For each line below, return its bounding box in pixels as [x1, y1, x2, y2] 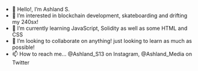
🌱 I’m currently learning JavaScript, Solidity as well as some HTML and [11, 24, 188, 32]
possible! [11, 44, 35, 51]
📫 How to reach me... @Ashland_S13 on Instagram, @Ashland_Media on [11, 51, 193, 57]
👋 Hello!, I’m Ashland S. [11, 6, 70, 13]
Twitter [11, 59, 30, 66]
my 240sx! [11, 18, 39, 25]
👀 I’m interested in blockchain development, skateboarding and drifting [11, 12, 188, 19]
